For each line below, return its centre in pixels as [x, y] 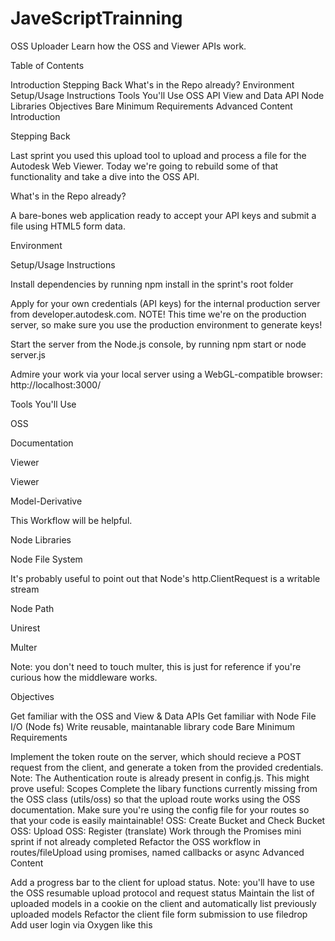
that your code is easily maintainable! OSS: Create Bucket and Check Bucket [168, 820]
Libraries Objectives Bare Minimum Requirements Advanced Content [151, 106]
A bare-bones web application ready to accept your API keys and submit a [163, 215]
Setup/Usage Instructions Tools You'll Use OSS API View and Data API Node [167, 95]
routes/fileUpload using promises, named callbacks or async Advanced [157, 852]
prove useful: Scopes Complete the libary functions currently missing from [164, 788]
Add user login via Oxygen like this [81, 924]
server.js [28, 354]
